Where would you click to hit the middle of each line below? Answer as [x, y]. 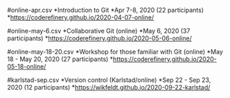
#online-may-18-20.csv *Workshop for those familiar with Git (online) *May [115, 52]
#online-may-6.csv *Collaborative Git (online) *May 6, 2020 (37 [99, 31]
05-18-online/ [27, 66]
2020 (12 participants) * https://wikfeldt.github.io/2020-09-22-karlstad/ [109, 87]
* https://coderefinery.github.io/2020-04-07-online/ [81, 17]
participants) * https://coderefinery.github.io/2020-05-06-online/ [99, 38]
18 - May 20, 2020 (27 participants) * [60, 59]
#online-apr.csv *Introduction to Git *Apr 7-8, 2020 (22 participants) [106, 10]
